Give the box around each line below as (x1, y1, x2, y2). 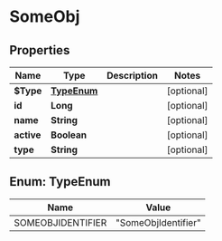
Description (106, 70, 158, 82)
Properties (9, 43, 70, 58)
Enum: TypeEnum (9, 174, 111, 189)
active (14, 129, 42, 141)
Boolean (51, 129, 88, 141)
